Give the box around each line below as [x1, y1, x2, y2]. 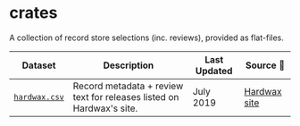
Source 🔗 [245, 59, 286, 71]
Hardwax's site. [72, 102, 138, 114]
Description [103, 59, 154, 71]
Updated [195, 64, 233, 77]
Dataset [21, 59, 56, 71]
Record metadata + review [72, 80, 184, 92]
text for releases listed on [72, 90, 179, 103]
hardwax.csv [13, 92, 65, 102]
